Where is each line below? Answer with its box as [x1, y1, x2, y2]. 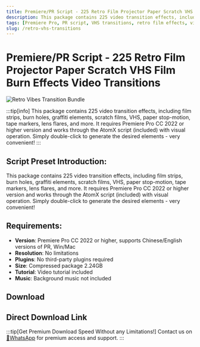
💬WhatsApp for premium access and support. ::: [6, 335, 124, 342]
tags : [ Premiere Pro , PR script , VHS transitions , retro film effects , [6, 20, 187, 26]
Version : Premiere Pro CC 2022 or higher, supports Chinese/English [14, 236, 183, 244]
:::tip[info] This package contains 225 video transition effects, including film [6, 108, 192, 115]
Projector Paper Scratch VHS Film [6, 64, 176, 77]
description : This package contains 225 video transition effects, [6, 14, 177, 20]
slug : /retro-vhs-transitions [6, 25, 82, 32]
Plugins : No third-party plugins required [14, 255, 114, 262]
